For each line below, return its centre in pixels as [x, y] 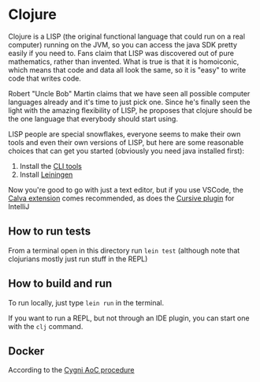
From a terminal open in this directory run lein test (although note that [124, 250]
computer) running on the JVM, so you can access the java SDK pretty [123, 44]
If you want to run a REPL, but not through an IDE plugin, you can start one [129, 318]
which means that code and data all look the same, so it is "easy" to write [127, 69]
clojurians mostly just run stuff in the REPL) [78, 259]
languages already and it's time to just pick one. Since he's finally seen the [129, 102]
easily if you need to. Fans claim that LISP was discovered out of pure [121, 53]
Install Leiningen [46, 174]
